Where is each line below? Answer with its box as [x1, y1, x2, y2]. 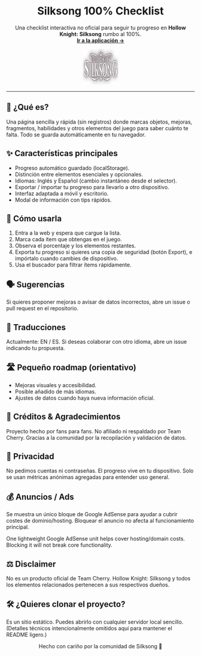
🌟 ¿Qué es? [6, 102, 49, 112]
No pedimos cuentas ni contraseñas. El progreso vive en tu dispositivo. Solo [6, 467, 194, 475]
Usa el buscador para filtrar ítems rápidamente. [14, 261, 132, 268]
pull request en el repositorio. [6, 305, 79, 312]
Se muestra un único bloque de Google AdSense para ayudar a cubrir [6, 511, 178, 518]
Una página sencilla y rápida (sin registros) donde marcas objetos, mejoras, [6, 118, 193, 125]
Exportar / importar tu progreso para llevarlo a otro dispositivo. [14, 183, 169, 190]
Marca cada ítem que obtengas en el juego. [14, 236, 123, 243]
